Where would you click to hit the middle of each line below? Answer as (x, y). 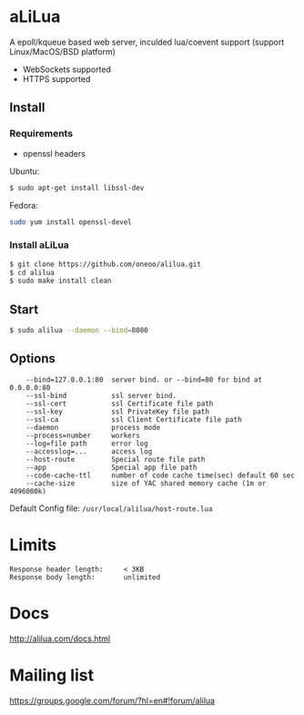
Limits (33, 545)
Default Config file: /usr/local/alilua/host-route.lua (111, 508)
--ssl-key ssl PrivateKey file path (117, 412)
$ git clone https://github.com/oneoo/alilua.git (106, 264)
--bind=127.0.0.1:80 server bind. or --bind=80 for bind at (144, 380)
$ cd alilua (32, 272)
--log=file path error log (87, 444)
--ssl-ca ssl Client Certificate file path (134, 419)
